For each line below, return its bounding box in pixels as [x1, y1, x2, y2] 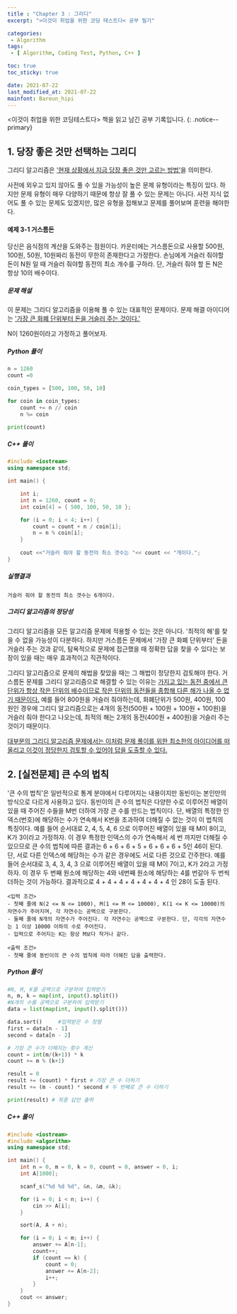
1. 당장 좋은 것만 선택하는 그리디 [7, 145, 137, 158]
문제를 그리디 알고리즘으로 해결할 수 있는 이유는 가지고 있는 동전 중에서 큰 [25, 677, 229, 685]
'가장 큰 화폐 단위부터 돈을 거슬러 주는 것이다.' [14, 314, 141, 323]
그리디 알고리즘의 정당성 [7, 607, 74, 616]
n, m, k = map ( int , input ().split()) [7, 993, 119, 1000]
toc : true [7, 62, 37, 70]
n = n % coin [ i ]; [33, 529, 83, 536]
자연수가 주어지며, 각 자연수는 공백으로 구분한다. [7, 907, 132, 915]
